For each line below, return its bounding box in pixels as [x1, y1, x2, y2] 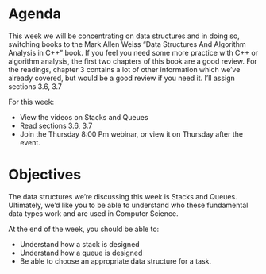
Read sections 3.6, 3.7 [19, 121, 93, 130]
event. [19, 137, 41, 147]
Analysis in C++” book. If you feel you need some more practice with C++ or [8, 48, 259, 57]
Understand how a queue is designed [19, 248, 143, 257]
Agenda [8, 5, 61, 23]
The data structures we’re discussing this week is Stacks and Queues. [8, 191, 237, 201]
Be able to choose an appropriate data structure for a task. [19, 256, 212, 266]
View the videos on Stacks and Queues [19, 112, 148, 122]
